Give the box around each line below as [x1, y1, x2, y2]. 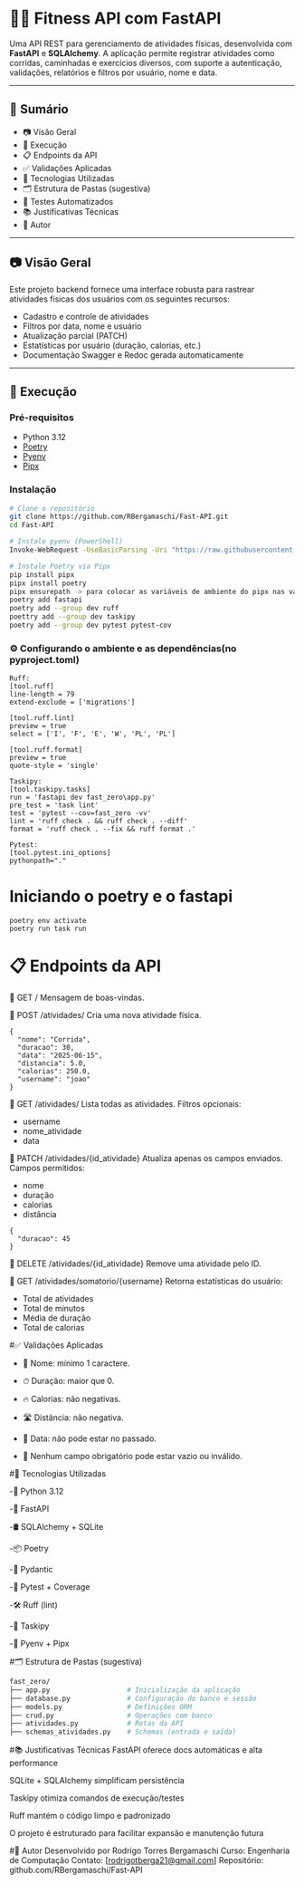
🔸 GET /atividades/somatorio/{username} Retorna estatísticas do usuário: [9, 1276, 283, 1287]
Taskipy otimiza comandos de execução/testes [9, 1793, 185, 1803]
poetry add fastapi [9, 595, 83, 605]
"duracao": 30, [17, 1043, 75, 1053]
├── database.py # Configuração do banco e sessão [9, 1694, 257, 1703]
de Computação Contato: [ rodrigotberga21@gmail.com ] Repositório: [9, 1855, 264, 1866]
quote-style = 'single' [9, 761, 100, 771]
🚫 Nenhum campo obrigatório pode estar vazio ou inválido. [22, 1451, 242, 1462]
